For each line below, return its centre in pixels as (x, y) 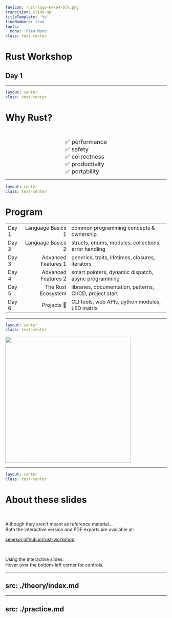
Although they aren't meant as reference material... (59, 524)
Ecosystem (53, 293)
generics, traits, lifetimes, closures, (113, 257)
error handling (89, 249)
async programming (96, 279)
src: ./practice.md (35, 609)
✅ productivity (85, 164)
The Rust (56, 287)
